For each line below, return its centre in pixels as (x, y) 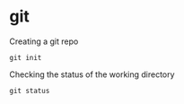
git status (30, 91)
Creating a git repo (44, 41)
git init (26, 57)
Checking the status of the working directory (92, 74)
